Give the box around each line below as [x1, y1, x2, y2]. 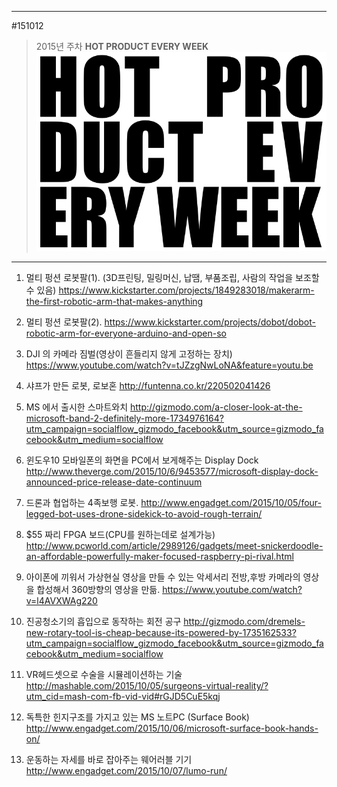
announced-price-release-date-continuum [25, 476, 203, 488]
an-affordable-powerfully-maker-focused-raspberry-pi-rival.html [25, 551, 294, 563]
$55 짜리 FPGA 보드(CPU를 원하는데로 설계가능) [25, 529, 216, 541]
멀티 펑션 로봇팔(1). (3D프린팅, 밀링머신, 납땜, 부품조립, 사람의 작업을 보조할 [25, 272, 320, 284]
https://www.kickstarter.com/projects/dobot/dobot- [104, 316, 317, 328]
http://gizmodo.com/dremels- [183, 616, 306, 628]
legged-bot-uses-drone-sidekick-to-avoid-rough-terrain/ [25, 508, 263, 520]
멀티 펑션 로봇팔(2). [25, 316, 103, 328]
